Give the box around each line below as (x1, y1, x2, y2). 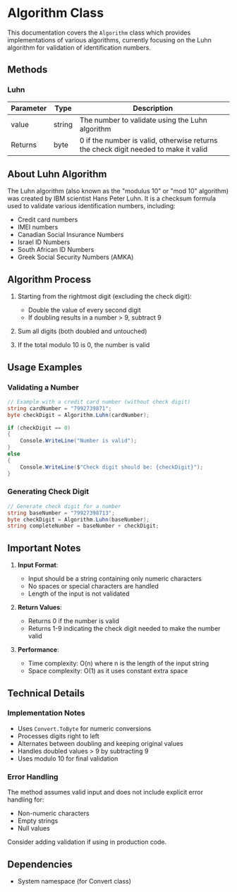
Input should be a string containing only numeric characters (28, 574, 202, 583)
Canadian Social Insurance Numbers (17, 231, 124, 239)
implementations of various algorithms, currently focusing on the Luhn (7, 35, 212, 44)
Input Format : (17, 561, 59, 569)
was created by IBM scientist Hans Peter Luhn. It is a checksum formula (7, 194, 217, 203)
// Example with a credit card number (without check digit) (7, 398, 191, 405)
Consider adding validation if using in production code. (7, 838, 167, 846)
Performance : (17, 646, 59, 654)
